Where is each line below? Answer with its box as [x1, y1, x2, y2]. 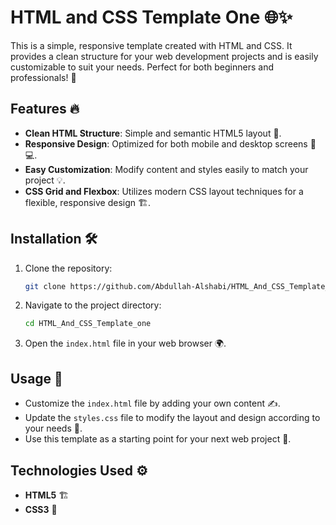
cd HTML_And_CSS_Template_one [24, 319, 152, 329]
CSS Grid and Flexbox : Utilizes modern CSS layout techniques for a [24, 185, 304, 197]
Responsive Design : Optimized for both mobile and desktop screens [24, 137, 308, 150]
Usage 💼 [10, 370, 63, 387]
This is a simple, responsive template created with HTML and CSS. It [10, 39, 293, 51]
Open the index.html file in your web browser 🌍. [24, 337, 227, 350]
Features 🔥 [10, 101, 80, 118]
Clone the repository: [24, 262, 113, 274]
